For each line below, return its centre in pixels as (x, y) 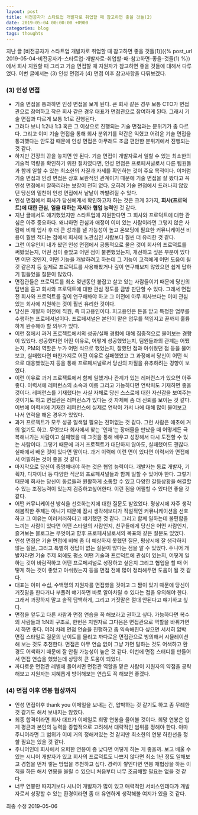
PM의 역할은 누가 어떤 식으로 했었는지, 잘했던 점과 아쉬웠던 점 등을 (104, 348)
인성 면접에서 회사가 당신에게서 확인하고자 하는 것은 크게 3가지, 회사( (94, 200)
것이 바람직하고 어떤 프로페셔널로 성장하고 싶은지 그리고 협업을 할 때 (104, 563)
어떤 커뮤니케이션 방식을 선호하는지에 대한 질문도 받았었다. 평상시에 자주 (98, 504)
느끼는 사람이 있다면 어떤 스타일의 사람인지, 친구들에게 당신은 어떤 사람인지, (101, 526)
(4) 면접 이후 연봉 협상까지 (41, 691)
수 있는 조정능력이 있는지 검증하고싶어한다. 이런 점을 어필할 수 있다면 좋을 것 (102, 489)
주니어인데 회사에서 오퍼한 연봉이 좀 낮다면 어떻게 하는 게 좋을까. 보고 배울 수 (103, 749)
